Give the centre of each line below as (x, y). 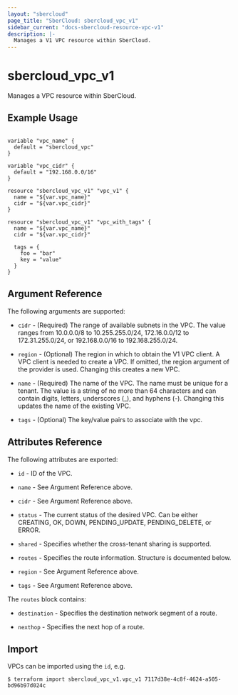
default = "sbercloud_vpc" (54, 147)
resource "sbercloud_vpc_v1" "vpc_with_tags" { (79, 222)
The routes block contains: (47, 599)
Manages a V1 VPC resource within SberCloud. (83, 41)
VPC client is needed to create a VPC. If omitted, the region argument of (123, 361)
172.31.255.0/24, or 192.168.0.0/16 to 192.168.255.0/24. (98, 340)
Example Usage (43, 118)
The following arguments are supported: (67, 311)
